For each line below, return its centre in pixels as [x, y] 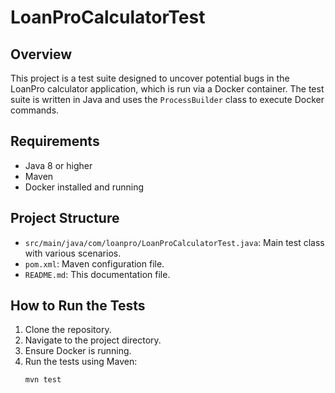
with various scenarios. [73, 253]
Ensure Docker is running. [78, 351]
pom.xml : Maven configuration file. [94, 263]
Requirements [55, 141]
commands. [35, 110]
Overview [41, 54]
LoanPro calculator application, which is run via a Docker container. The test [167, 89]
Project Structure [65, 218]
